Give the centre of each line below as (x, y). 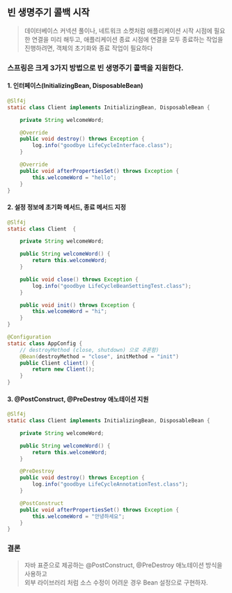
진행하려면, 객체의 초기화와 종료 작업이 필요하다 (88, 48)
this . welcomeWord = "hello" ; (75, 177)
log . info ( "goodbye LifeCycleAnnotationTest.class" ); (110, 484)
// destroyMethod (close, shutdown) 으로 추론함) (90, 350)
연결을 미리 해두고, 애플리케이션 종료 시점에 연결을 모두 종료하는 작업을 (127, 39)
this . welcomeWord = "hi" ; (70, 311)
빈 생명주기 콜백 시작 (48, 13)
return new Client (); (64, 369)
